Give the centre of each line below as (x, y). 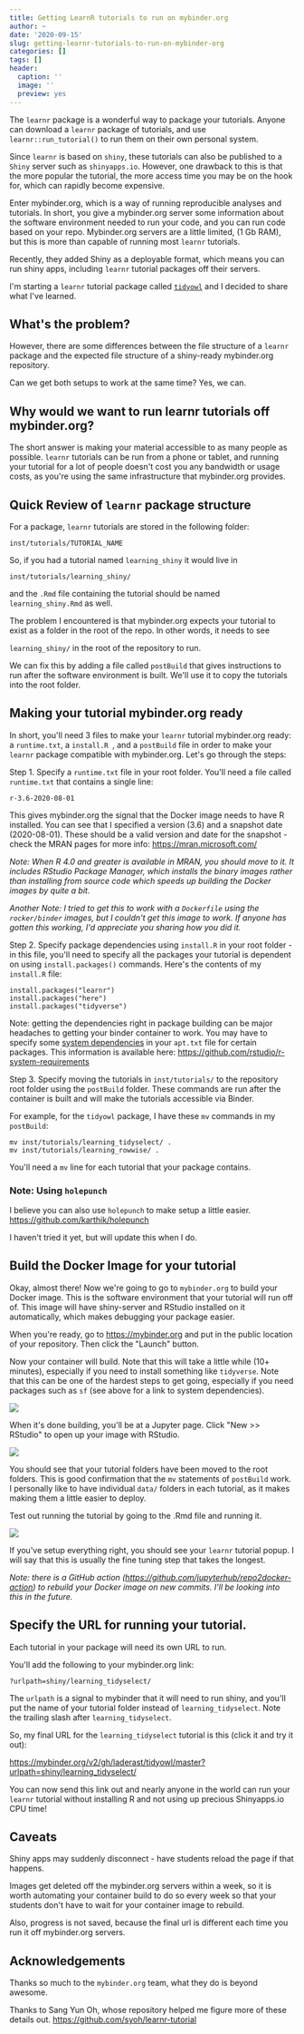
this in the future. (41, 1596)
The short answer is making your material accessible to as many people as (148, 448)
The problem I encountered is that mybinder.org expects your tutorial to (142, 620)
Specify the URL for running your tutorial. (128, 1625)
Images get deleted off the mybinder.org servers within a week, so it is (141, 1886)
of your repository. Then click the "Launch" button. (104, 1344)
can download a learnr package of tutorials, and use (108, 129)
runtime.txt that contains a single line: (81, 782)
